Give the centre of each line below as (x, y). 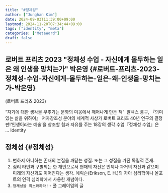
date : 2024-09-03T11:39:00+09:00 (40, 19)
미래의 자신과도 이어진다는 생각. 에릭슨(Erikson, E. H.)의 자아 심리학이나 (83, 173)
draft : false (19, 38)
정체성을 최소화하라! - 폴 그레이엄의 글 (48, 185)
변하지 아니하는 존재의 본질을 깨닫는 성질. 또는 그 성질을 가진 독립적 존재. (83, 160)
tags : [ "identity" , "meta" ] (35, 29)
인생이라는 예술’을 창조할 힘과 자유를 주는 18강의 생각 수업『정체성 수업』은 (86, 124)
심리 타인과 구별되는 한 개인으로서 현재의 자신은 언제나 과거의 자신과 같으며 (86, 166)
